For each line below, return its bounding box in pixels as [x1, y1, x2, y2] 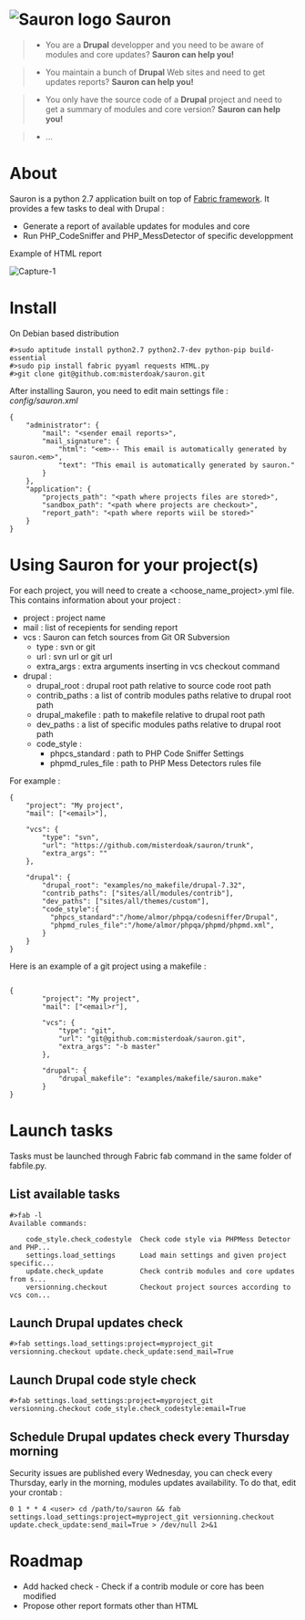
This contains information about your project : [9, 594, 181, 606]
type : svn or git [36, 641, 96, 652]
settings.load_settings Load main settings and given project [25, 1251, 287, 1260]
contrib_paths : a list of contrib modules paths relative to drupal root [36, 690, 291, 701]
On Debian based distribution [9, 327, 120, 338]
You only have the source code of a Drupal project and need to [45, 94, 282, 105]
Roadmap [9, 1551, 84, 1572]
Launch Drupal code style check [9, 1372, 197, 1387]
